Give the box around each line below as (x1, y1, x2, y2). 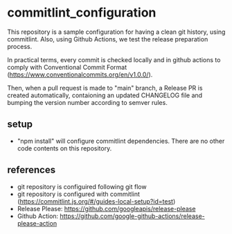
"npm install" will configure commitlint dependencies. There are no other (17, 137, 225, 145)
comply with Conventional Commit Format (7, 63, 127, 71)
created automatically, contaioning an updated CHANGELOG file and (7, 91, 203, 99)
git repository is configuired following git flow (17, 182, 147, 191)
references (7, 164, 56, 176)
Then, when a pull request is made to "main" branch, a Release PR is (7, 84, 203, 92)
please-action (17, 219, 57, 227)
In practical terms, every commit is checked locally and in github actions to (7, 55, 221, 64)
